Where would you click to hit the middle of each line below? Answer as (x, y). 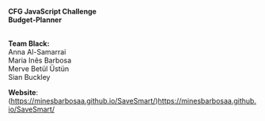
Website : (23, 93)
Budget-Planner (35, 20)
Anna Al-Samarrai (37, 52)
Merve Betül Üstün (39, 69)
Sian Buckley (29, 77)
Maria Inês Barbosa (40, 60)
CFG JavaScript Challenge (53, 11)
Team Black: (29, 43)
